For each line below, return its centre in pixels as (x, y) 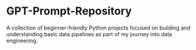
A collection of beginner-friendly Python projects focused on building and (98, 28)
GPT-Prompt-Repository (69, 11)
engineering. (22, 40)
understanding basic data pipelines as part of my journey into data (89, 34)
